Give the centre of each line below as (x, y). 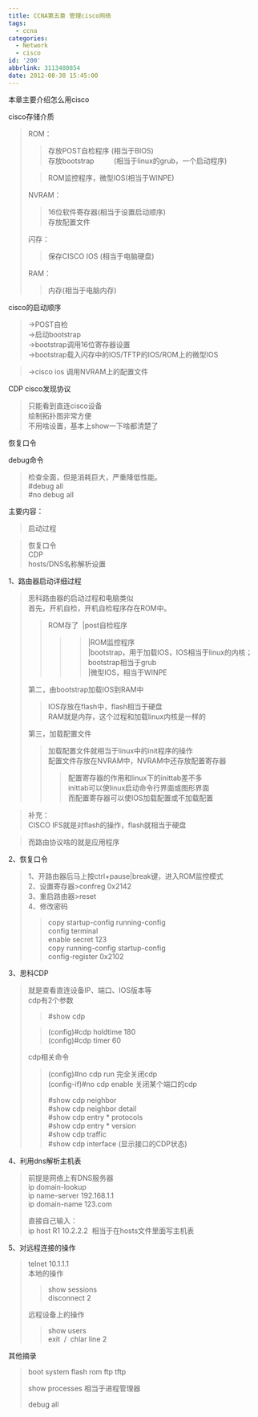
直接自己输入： (52, 1220)
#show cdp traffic (77, 1134)
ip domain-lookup (57, 1186)
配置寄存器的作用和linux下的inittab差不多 (135, 778)
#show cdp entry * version (92, 1125)
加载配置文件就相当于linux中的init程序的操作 (121, 750)
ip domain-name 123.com (70, 1204)
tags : (17, 23)
